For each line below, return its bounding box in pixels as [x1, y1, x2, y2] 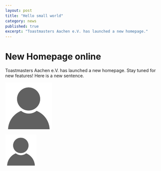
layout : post [5, 8, 32, 13]
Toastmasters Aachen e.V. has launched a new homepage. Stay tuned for [5, 68, 156, 74]
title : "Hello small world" [5, 13, 64, 18]
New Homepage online [5, 51, 101, 62]
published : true [5, 24, 39, 29]
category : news [5, 18, 37, 23]
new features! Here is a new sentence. [5, 73, 84, 79]
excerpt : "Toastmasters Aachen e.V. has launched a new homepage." [5, 29, 149, 34]
